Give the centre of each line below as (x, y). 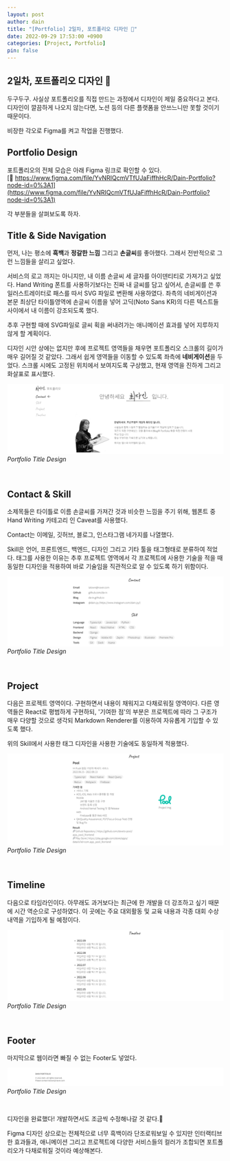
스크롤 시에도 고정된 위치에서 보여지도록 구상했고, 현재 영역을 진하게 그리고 (122, 365)
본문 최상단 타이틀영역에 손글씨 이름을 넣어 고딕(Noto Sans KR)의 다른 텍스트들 (113, 302)
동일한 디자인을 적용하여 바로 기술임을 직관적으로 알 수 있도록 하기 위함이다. (108, 567)
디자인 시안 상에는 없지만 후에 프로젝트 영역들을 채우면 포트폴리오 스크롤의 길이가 (115, 348)
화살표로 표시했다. (31, 374)
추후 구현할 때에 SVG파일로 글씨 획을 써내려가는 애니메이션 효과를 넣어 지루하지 (113, 325)
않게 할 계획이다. (29, 333)
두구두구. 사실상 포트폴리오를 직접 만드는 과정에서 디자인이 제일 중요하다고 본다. (113, 99)
